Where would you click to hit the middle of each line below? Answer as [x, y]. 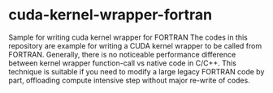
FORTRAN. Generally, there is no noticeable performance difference [122, 54]
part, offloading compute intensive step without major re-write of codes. [129, 80]
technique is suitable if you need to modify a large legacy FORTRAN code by [136, 71]
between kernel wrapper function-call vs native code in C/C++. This [123, 63]
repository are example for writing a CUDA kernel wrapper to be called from [135, 45]
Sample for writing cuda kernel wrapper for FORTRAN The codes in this [128, 37]
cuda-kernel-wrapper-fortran [110, 15]
